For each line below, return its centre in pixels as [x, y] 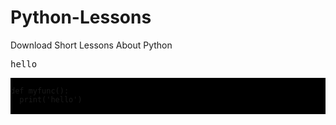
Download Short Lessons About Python [91, 45]
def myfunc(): [40, 91]
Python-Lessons [81, 17]
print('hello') [51, 99]
